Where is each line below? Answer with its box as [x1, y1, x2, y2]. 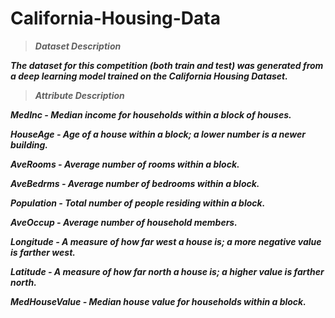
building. [10, 138, 49, 151]
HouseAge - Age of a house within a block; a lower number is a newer [10, 128, 307, 140]
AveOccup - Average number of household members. [10, 216, 238, 228]
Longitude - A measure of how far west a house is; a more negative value [10, 235, 322, 247]
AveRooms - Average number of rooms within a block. [10, 158, 240, 170]
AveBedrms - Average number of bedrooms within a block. [10, 177, 260, 189]
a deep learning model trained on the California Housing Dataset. [10, 70, 288, 82]
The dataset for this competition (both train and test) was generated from [10, 59, 324, 71]
